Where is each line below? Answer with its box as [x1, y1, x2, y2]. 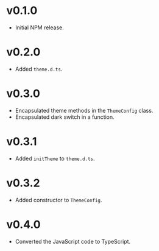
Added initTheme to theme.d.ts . [15, 155, 96, 162]
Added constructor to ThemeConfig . [15, 196, 102, 203]
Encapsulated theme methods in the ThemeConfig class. [15, 107, 154, 114]
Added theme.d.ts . [15, 65, 63, 72]
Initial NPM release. [15, 24, 64, 31]
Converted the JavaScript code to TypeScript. [15, 238, 131, 245]
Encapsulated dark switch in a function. [15, 113, 115, 121]
